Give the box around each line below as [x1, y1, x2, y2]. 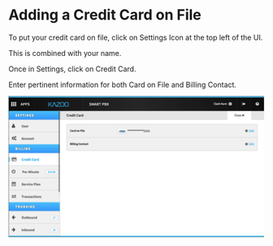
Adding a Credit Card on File [8, 6, 201, 24]
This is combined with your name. [8, 48, 122, 58]
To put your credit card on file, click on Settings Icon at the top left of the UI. [8, 32, 263, 42]
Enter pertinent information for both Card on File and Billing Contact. [8, 80, 237, 89]
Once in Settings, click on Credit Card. [8, 63, 136, 74]
